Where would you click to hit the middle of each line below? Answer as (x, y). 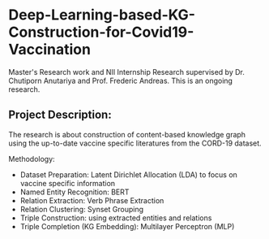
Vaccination (50, 50)
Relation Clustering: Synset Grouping (82, 209)
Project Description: (60, 115)
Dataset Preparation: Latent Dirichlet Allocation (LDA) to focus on (128, 174)
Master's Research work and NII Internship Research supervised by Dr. (127, 72)
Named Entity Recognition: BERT (75, 192)
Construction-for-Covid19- (101, 32)
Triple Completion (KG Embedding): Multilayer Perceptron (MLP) (127, 226)
